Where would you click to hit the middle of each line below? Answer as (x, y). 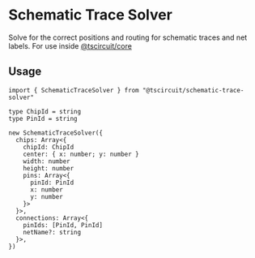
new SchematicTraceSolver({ (56, 133)
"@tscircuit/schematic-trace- (193, 90)
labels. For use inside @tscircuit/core (70, 45)
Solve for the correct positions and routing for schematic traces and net (128, 37)
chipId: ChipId (49, 147)
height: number (49, 168)
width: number (47, 161)
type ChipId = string (45, 111)
